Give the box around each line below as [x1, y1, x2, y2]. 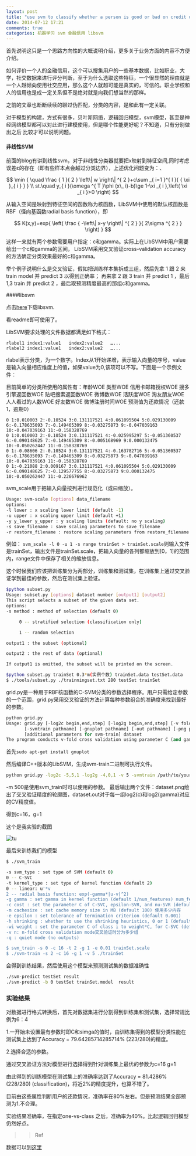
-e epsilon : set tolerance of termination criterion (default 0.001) [6, 913, 181, 919]
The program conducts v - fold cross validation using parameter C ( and [6, 737, 181, 743]
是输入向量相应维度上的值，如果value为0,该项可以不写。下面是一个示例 [6, 364, 177, 371]
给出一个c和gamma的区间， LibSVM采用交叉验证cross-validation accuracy [6, 246, 186, 253]
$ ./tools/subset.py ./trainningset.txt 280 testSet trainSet [6, 678, 160, 684]
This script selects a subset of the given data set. [6, 597, 140, 604]
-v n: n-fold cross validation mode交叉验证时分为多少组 [6, 929, 139, 935]
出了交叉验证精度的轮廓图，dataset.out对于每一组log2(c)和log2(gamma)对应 [6, 791, 190, 798]
